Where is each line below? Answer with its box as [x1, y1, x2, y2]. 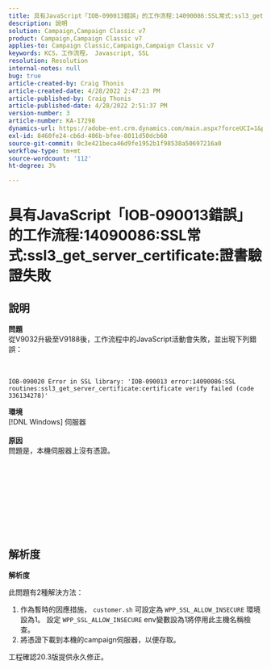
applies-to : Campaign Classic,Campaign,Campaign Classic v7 [8, 42, 215, 50]
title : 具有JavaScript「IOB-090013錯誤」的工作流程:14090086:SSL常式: [8, 11, 236, 20]
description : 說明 [8, 19, 68, 27]
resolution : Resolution [8, 57, 89, 65]
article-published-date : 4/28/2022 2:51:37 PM [8, 102, 168, 110]
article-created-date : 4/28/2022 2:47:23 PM [8, 86, 161, 95]
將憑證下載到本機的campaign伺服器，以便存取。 [19, 634, 181, 644]
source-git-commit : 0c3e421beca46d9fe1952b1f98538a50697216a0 [8, 139, 222, 148]
